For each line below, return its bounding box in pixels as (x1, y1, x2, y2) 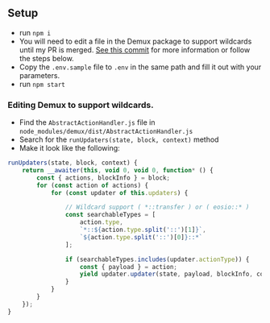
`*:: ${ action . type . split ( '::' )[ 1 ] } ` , (79, 226, 206, 234)
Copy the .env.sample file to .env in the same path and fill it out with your (19, 62, 262, 72)
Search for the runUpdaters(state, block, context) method (19, 135, 219, 144)
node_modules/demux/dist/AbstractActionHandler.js (19, 128, 193, 136)
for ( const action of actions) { (36, 181, 149, 189)
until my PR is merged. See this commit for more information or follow (19, 44, 251, 55)
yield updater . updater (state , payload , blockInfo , (79, 270, 253, 279)
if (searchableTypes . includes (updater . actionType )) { (64, 255, 250, 263)
